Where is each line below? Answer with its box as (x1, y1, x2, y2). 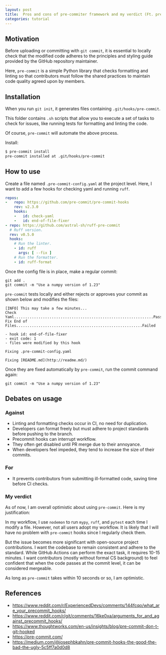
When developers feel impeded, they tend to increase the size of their (12, 447, 155, 453)
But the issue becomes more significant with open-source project (5, 539, 139, 545)
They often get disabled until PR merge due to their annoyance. (12, 441, 141, 447)
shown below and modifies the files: (5, 296, 79, 302)
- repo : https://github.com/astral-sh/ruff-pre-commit (5, 223, 121, 228)
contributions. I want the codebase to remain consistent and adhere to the (5, 544, 156, 550)
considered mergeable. (5, 565, 53, 571)
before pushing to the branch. (12, 431, 73, 437)
